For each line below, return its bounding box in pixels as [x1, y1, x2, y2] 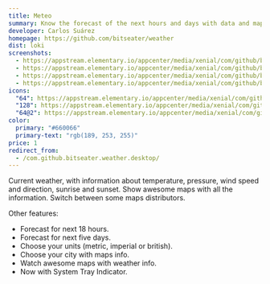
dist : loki [8, 42, 45, 50]
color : [8, 117, 31, 125]
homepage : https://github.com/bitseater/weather [8, 34, 174, 43]
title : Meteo [8, 11, 52, 20]
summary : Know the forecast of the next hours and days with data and [8, 19, 250, 27]
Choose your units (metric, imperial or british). [19, 241, 173, 251]
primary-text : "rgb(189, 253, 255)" [15, 131, 138, 139]
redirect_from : [8, 146, 59, 154]
